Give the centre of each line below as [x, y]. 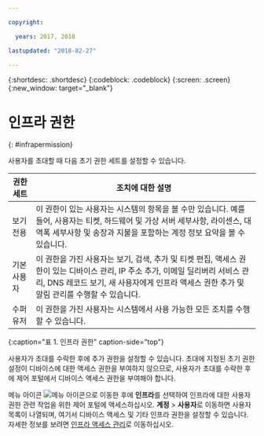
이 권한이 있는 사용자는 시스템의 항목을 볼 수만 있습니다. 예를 [140, 209]
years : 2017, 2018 [46, 36]
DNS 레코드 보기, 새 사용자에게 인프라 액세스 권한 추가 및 [146, 283]
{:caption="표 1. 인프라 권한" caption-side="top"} [86, 342]
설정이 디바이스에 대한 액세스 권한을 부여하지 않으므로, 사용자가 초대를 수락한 [126, 368]
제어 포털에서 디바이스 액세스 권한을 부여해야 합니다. [96, 379]
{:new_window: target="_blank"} [61, 88]
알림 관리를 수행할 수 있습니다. [88, 295]
